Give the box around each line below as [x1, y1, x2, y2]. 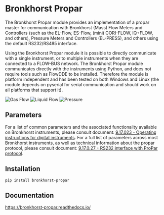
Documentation [5, 191, 54, 200]
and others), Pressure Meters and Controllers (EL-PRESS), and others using [5, 35, 159, 41]
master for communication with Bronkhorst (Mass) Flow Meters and [5, 24, 143, 30]
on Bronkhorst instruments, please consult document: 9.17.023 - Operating [5, 129, 157, 135]
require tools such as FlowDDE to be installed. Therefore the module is [5, 71, 149, 77]
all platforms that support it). [5, 87, 63, 93]
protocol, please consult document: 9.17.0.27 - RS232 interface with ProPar [5, 145, 158, 151]
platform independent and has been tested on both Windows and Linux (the [5, 76, 159, 82]
